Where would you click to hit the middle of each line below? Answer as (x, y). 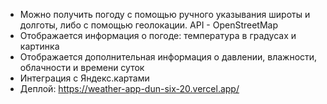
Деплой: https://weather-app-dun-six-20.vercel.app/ (129, 88)
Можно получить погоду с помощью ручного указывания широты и (165, 14)
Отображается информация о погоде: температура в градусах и (158, 35)
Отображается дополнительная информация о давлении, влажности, (168, 57)
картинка (39, 46)
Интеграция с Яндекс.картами (84, 78)
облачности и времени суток (82, 67)
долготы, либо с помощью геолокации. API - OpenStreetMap (148, 25)
